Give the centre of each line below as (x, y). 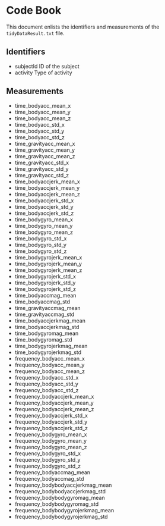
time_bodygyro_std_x (41, 238)
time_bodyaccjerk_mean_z (47, 194)
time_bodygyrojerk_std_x (45, 276)
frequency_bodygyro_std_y (47, 459)
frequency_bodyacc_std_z (47, 390)
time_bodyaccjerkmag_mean (50, 320)
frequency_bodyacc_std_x (47, 377)
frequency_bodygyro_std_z (48, 466)
